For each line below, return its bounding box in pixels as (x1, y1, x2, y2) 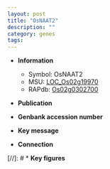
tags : (7, 37, 23, 44)
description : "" (7, 23, 55, 31)
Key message (17, 126, 59, 135)
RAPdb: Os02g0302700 (28, 85, 99, 94)
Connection (17, 140, 53, 149)
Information (17, 56, 54, 65)
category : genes (7, 30, 55, 38)
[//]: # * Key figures (7, 154, 65, 163)
